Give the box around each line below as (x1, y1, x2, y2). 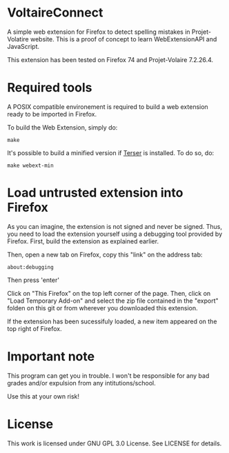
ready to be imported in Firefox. (7, 110, 97, 118)
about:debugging (7, 263, 54, 270)
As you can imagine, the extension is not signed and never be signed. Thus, (7, 222, 223, 230)
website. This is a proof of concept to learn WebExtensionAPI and (30, 34, 217, 43)
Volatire (7, 34, 29, 43)
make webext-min (7, 162, 54, 169)
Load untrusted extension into (7, 185, 183, 201)
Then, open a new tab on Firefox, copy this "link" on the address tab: (7, 250, 203, 259)
